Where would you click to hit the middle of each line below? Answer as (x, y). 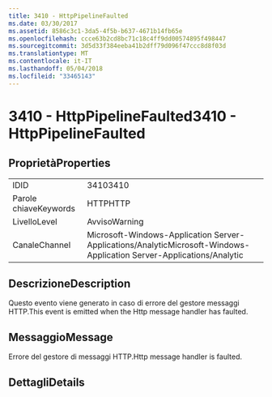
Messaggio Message (61, 337)
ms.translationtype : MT (49, 53)
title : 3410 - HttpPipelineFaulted (68, 16)
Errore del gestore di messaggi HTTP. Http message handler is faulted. (125, 356)
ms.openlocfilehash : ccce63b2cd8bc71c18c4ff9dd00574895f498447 (117, 38)
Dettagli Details (47, 382)
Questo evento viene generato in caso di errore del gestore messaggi (124, 303)
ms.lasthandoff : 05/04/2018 (56, 69)
